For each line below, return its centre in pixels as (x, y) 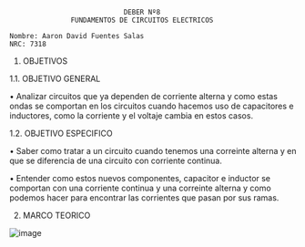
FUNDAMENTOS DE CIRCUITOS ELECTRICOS (142, 20)
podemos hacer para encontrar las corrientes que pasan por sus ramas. (144, 198)
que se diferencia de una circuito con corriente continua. (116, 160)
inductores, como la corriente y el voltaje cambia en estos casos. (131, 116)
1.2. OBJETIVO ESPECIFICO (61, 133)
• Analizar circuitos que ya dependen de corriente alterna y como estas (143, 96)
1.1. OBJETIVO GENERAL (55, 78)
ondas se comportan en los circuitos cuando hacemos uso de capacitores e (152, 106)
